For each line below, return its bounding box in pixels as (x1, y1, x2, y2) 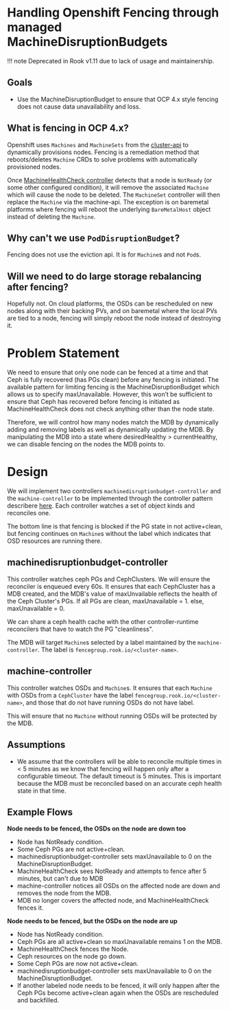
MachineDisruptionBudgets (7, 34, 168, 50)
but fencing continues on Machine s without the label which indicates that (7, 530, 211, 538)
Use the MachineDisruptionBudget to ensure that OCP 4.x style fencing (16, 95, 219, 103)
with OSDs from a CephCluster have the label (7, 691, 134, 699)
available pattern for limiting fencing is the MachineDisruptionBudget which (7, 383, 220, 391)
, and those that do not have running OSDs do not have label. (22, 698, 195, 707)
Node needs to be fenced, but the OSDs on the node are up (7, 917, 178, 925)
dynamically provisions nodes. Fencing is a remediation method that (7, 148, 200, 156)
